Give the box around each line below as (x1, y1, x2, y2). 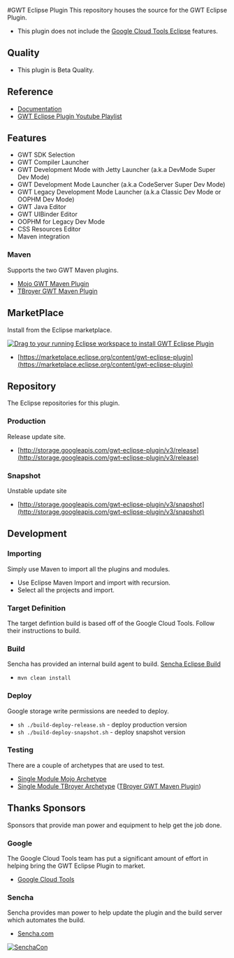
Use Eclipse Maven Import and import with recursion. (17, 578, 171, 587)
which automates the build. (7, 916, 85, 924)
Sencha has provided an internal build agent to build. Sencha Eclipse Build (7, 660, 221, 669)
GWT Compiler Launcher (17, 158, 89, 166)
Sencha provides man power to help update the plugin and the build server (7, 908, 223, 917)
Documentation (17, 104, 62, 113)
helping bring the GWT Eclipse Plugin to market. (7, 862, 145, 870)
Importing (7, 549, 42, 559)
